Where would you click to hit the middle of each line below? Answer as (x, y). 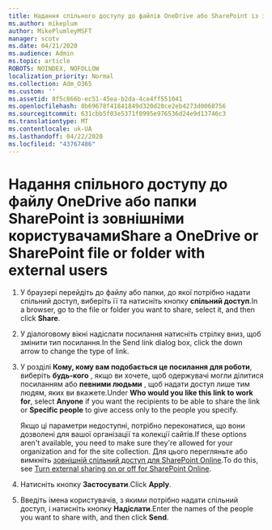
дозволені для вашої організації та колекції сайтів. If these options (133, 434)
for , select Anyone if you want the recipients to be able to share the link (140, 401)
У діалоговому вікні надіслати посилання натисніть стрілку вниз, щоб (140, 334)
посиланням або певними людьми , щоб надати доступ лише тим (135, 384)
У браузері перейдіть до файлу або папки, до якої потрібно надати (135, 293)
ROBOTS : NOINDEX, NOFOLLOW (54, 69)
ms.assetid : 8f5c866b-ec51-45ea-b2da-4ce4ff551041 (96, 99)
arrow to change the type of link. (74, 351)
